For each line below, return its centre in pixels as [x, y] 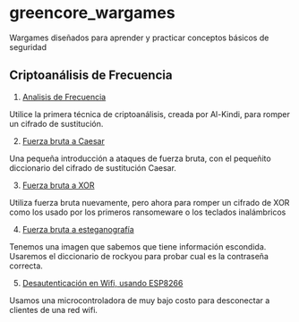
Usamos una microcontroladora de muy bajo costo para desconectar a [140, 300]
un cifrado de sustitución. [56, 123]
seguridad [28, 47]
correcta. [26, 266]
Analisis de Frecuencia [64, 97]
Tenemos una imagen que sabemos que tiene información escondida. [138, 246]
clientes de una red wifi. [54, 309]
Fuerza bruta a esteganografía [78, 229]
